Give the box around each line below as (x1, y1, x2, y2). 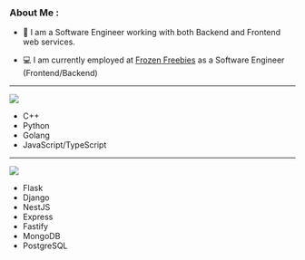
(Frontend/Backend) (22, 68, 98, 79)
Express (22, 211, 54, 223)
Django (22, 192, 50, 203)
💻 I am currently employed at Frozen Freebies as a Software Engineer (22, 54, 285, 65)
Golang (22, 130, 50, 141)
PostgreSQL (22, 240, 68, 251)
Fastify (22, 221, 48, 232)
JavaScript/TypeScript (22, 140, 107, 150)
